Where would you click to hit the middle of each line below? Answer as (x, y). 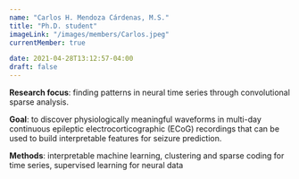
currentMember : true (48, 43)
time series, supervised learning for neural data (96, 165)
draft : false (33, 67)
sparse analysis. (39, 102)
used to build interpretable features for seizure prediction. (116, 138)
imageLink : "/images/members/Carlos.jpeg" (89, 34)
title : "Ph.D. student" (54, 26)
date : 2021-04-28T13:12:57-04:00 (71, 59)
